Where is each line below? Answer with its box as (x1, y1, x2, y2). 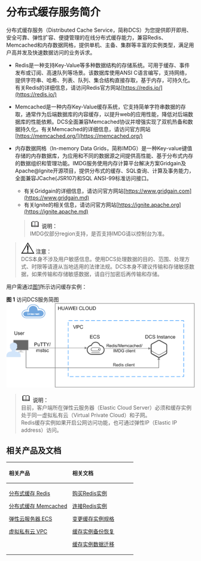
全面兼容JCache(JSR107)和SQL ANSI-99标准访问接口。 (14, 174, 152, 181)
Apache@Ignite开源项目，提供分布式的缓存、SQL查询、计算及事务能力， (14, 167, 194, 174)
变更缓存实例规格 (72, 515, 115, 523)
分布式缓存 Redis (8, 490, 51, 497)
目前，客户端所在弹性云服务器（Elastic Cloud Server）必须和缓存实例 (20, 404, 192, 411)
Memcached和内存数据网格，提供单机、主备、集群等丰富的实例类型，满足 (6, 41, 190, 48)
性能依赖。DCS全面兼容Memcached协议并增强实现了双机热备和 (31, 118, 188, 125)
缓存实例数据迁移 (72, 541, 115, 548)
